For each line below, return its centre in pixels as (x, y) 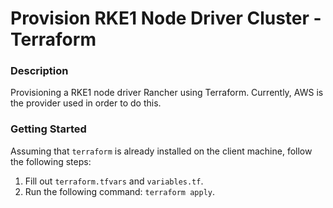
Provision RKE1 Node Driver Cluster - (166, 18)
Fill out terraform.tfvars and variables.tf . (114, 181)
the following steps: (51, 161)
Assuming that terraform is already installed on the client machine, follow (161, 151)
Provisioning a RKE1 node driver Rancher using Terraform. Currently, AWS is (167, 93)
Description (39, 71)
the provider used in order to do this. (86, 103)
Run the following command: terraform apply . (120, 191)
